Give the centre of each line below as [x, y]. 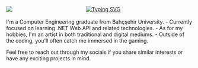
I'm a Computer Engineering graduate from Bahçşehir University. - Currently [99, 22]
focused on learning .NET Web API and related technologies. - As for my [95, 28]
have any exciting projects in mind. [49, 58]
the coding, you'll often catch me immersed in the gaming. [77, 41]
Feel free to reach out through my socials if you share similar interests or [95, 52]
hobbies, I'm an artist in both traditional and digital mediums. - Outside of [95, 34]
